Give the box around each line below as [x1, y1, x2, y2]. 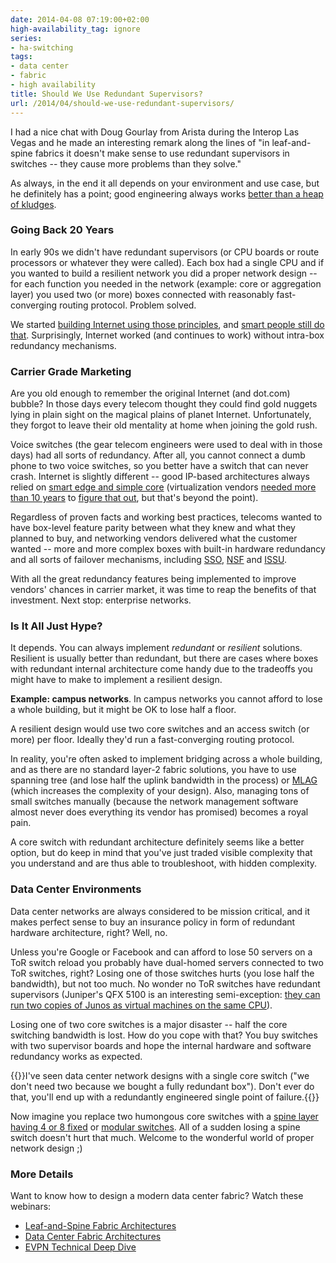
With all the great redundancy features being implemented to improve [10, 573, 297, 585]
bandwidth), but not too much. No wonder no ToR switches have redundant [10, 977, 321, 990]
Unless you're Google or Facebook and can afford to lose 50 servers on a [10, 946, 313, 958]
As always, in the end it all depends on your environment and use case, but [10, 177, 320, 189]
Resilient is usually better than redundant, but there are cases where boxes [10, 652, 319, 665]
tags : [10, 52, 33, 62]
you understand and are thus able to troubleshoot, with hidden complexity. [10, 857, 318, 870]
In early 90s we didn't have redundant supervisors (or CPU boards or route [10, 246, 320, 258]
